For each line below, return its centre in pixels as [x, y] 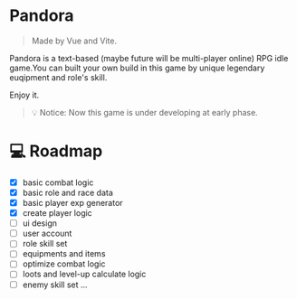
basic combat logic [58, 182]
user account [47, 234]
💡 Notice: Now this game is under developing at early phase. [144, 112]
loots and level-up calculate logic [84, 274]
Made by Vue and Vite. [74, 41]
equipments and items [64, 254]
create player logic [57, 213]
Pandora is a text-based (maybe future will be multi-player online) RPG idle [149, 58]
